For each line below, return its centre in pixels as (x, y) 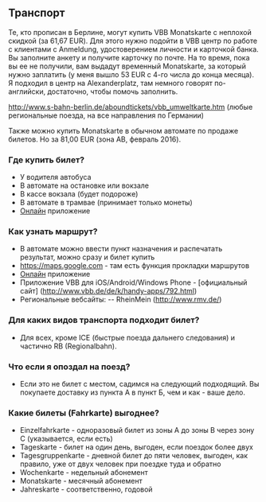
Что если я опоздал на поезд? (69, 367)
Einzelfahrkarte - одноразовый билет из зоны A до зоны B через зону (137, 430)
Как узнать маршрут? (53, 232)
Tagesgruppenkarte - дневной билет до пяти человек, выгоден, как (134, 456)
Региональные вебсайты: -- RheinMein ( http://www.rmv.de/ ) (121, 300)
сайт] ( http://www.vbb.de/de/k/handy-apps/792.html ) (108, 291)
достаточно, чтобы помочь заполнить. (113, 91)
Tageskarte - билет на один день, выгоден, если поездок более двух (136, 447)
